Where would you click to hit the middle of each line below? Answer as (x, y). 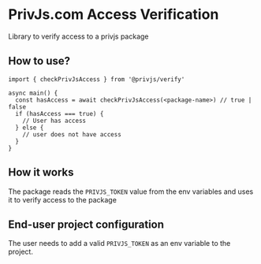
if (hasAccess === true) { (60, 113)
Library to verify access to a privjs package (78, 36)
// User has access (54, 121)
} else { (30, 128)
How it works (41, 172)
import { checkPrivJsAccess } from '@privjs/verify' (97, 79)
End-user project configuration (86, 224)
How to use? (39, 61)
